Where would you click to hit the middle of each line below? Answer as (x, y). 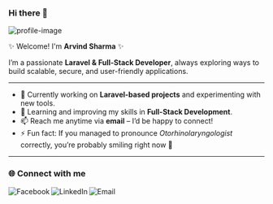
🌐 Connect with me (47, 174)
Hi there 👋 (28, 13)
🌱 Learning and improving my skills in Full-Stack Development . (126, 112)
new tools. (37, 103)
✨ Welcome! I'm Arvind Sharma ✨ (66, 46)
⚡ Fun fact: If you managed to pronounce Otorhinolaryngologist (126, 133)
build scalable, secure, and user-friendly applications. (98, 72)
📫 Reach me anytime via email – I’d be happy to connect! (117, 121)
